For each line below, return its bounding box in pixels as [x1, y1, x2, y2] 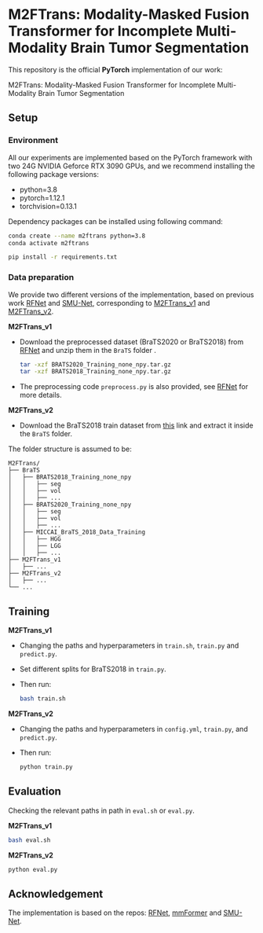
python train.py [19, 762, 73, 771]
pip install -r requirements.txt [8, 253, 118, 261]
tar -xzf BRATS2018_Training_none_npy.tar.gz [19, 368, 171, 376]
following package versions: [8, 169, 100, 178]
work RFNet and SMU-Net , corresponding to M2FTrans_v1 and [8, 298, 210, 307]
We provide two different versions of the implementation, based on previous [8, 289, 254, 299]
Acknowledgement [8, 887, 104, 901]
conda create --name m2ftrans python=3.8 [8, 232, 146, 240]
